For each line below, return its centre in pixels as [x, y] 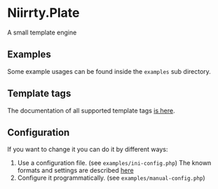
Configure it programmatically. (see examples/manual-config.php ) [111, 178]
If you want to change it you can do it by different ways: [88, 150]
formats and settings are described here [76, 171]
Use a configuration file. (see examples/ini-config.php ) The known [114, 163]
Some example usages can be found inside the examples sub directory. [109, 71]
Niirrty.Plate [43, 13]
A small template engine [42, 32]
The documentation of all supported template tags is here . [91, 110]
